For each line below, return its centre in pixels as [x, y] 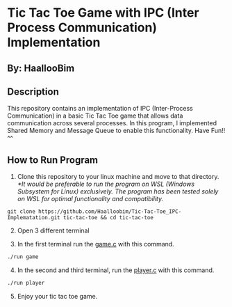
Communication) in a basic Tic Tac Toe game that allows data [95, 116]
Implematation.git [34, 218]
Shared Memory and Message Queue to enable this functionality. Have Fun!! [116, 131]
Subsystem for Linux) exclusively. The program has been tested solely [118, 191]
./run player [26, 283]
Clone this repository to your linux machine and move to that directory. [118, 177]
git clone [22, 212]
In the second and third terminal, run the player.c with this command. [116, 270]
